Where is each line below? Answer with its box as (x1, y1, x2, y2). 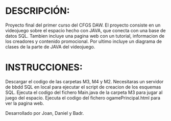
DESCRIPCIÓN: (5, 5, 70, 17)
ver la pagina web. (5, 100, 44, 106)
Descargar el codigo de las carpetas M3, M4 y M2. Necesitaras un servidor (5, 78, 164, 84)
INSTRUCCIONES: (5, 62, 83, 74)
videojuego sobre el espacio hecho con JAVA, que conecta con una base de (5, 27, 166, 33)
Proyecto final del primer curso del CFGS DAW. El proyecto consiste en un (5, 22, 161, 28)
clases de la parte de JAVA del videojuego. (5, 43, 95, 50)
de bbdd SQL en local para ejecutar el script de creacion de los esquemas (5, 84, 161, 90)
